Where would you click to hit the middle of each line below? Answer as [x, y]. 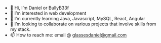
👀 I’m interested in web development [48, 13]
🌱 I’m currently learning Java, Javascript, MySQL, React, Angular [77, 18]
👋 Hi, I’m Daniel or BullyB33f [39, 8]
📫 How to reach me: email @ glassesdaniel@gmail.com [68, 35]
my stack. [20, 29]
